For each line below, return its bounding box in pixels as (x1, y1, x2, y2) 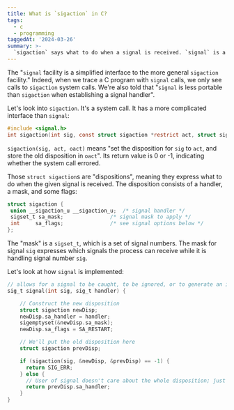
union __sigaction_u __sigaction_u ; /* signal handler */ (10, 207, 186, 214)
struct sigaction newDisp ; (19, 306, 98, 314)
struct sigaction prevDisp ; (19, 345, 101, 352)
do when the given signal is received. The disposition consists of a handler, (7, 179, 223, 188)
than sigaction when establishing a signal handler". (7, 90, 155, 98)
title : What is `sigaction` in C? (7, 10, 108, 17)
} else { (19, 370, 45, 377)
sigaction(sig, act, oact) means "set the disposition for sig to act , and (7, 144, 217, 152)
